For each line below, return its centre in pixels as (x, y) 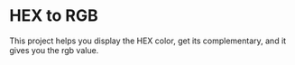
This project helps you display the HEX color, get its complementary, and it (148, 41)
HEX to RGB (54, 16)
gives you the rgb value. (54, 50)
